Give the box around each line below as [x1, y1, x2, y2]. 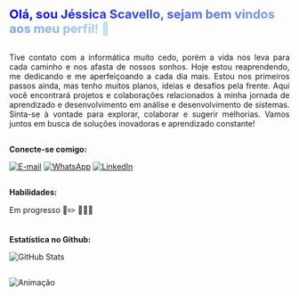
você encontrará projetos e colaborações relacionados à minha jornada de [9, 89, 290, 100]
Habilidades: [9, 187, 58, 198]
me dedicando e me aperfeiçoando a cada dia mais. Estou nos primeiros [9, 70, 290, 81]
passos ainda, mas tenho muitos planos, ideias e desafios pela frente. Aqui [9, 80, 290, 91]
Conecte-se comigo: [9, 144, 87, 154]
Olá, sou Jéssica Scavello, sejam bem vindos [9, 6, 276, 22]
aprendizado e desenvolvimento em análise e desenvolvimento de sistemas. [9, 99, 290, 110]
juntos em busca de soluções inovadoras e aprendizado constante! [9, 118, 255, 128]
